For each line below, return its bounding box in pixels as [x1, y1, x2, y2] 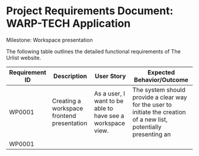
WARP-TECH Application [6, 17, 131, 30]
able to [94, 104, 114, 112]
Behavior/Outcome [134, 75, 188, 84]
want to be [94, 97, 124, 105]
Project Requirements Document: [6, 4, 174, 18]
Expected [147, 68, 175, 77]
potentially [132, 123, 162, 131]
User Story [94, 72, 126, 80]
